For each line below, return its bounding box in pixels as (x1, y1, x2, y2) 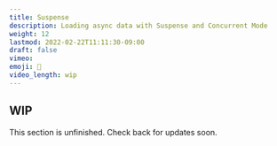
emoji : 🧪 (9, 63, 42, 72)
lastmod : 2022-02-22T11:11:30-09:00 (9, 37, 145, 47)
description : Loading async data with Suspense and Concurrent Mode (9, 21, 268, 30)
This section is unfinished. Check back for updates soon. (9, 127, 218, 137)
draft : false (9, 46, 58, 55)
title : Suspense (9, 12, 69, 22)
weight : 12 (9, 29, 50, 38)
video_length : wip (9, 71, 77, 80)
